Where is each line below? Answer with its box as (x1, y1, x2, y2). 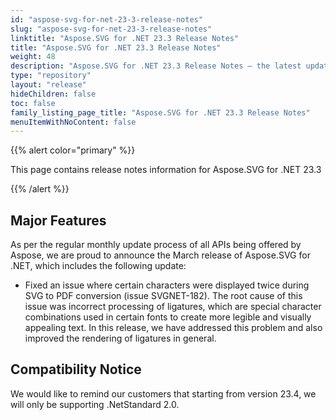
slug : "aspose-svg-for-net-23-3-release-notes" (10, 24, 213, 34)
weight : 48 (10, 52, 56, 62)
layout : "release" (10, 80, 87, 90)
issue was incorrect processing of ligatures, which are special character (24, 301, 322, 313)
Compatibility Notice (10, 361, 142, 378)
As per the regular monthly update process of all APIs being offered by (10, 239, 302, 251)
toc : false (10, 98, 56, 108)
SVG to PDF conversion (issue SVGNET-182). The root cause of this (24, 290, 303, 302)
